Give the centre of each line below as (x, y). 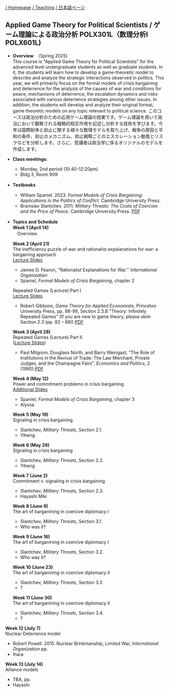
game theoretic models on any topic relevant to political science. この (85, 110)
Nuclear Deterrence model (33, 633)
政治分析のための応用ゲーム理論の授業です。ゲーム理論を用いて (92, 117)
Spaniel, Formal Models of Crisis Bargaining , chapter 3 (77, 399)
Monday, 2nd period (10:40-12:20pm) (59, 169)
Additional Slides (30, 389)
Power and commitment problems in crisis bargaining (68, 384)
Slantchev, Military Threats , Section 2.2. (62, 460)
